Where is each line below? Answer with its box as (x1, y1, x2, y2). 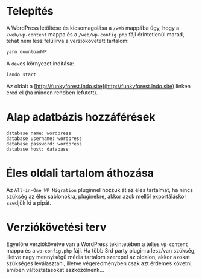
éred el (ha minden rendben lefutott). (6, 89, 98, 96)
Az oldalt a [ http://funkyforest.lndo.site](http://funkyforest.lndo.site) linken (6, 82, 191, 90)
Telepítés (6, 4, 54, 18)
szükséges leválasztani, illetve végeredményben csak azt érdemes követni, (6, 259, 193, 267)
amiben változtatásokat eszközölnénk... (6, 266, 104, 273)
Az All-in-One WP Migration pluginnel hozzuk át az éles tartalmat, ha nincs (6, 186, 193, 193)
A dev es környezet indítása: (6, 59, 74, 67)
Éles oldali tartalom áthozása (6, 166, 154, 180)
